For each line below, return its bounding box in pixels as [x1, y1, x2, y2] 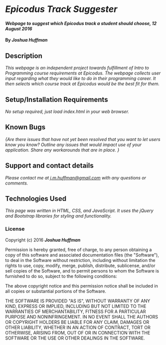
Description [5, 51, 42, 60]
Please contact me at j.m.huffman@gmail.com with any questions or [5, 174, 146, 180]
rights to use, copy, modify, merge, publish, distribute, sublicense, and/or [5, 262, 156, 268]
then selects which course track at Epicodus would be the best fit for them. [5, 81, 160, 87]
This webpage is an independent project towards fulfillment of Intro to [5, 65, 150, 71]
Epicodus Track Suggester [5, 3, 118, 15]
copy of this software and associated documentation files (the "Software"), [5, 251, 160, 258]
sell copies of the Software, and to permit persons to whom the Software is [5, 267, 160, 273]
